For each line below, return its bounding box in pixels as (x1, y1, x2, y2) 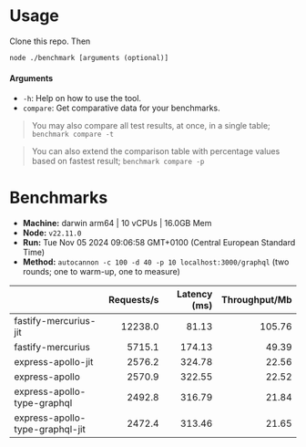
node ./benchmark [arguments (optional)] (9, 53, 169, 62)
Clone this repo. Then (9, 36, 91, 47)
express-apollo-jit (14, 356, 94, 369)
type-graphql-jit (14, 423, 87, 436)
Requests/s (108, 294, 159, 307)
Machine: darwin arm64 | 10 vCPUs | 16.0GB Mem (22, 218, 212, 229)
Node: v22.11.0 (22, 227, 82, 238)
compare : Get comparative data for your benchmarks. (22, 102, 220, 114)
